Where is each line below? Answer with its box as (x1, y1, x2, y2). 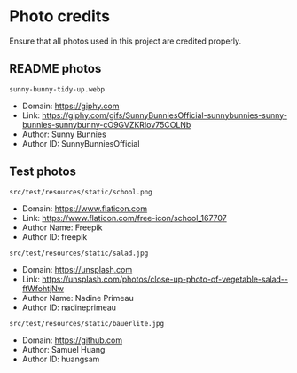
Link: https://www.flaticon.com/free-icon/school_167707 (21, 212, 228, 223)
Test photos (9, 164, 77, 179)
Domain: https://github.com (21, 335, 122, 345)
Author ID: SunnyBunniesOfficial (21, 138, 140, 148)
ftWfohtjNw (21, 282, 65, 294)
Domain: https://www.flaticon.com (21, 202, 148, 214)
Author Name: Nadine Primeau (21, 292, 135, 303)
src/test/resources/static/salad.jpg (9, 249, 149, 258)
